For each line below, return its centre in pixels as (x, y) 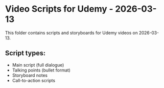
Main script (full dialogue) (38, 65)
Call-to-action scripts (34, 80)
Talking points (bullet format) (41, 70)
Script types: (25, 53)
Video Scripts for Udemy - (59, 9)
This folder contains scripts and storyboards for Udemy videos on (71, 33)
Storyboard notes (30, 75)
